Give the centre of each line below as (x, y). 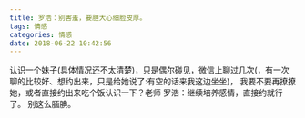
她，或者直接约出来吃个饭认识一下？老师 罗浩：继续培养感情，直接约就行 (146, 93)
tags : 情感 (29, 26)
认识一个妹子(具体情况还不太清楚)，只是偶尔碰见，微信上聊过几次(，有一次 (149, 70)
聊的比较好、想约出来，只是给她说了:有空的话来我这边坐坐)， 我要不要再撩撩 (153, 82)
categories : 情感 (41, 34)
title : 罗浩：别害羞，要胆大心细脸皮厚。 (78, 18)
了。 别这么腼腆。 (42, 104)
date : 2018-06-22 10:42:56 (61, 43)
